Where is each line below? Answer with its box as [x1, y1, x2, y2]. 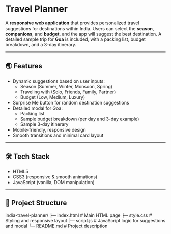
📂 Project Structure [5, 198, 67, 207]
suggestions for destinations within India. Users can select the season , [5, 25, 154, 31]
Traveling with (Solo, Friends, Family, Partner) [20, 89, 116, 95]
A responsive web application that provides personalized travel [5, 20, 139, 26]
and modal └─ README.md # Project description [5, 223, 108, 229]
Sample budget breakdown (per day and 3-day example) [20, 116, 139, 122]
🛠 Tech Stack [5, 152, 50, 161]
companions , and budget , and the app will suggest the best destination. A [5, 31, 162, 37]
